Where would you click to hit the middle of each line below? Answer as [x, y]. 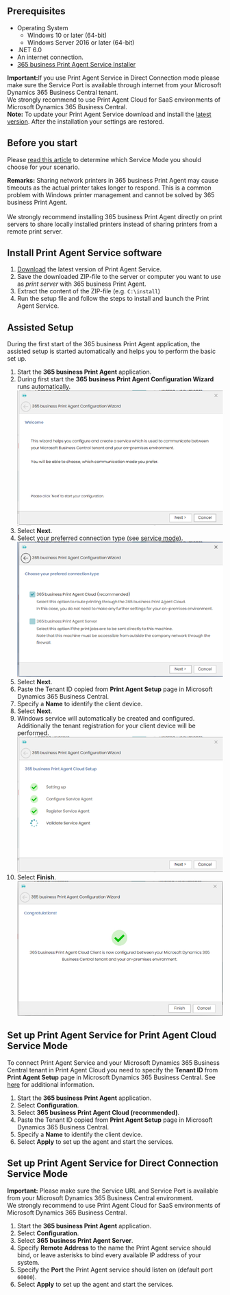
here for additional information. [51, 1084]
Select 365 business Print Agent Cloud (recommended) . [98, 1112]
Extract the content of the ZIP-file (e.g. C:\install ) [89, 291]
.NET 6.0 [29, 49]
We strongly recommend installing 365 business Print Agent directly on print [115, 216]
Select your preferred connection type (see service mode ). [100, 538]
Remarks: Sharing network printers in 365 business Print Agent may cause [113, 180]
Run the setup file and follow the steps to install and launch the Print [113, 299]
